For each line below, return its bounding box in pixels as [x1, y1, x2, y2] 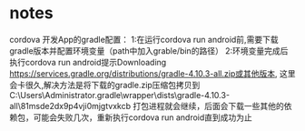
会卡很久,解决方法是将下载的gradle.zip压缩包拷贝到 [9, 79, 201, 90]
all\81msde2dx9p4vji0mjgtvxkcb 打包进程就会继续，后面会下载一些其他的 [9, 100, 284, 111]
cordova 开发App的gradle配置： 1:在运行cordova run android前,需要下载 [9, 34, 279, 45]
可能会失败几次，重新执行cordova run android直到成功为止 [33, 112, 252, 123]
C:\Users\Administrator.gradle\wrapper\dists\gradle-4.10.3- [9, 89, 230, 100]
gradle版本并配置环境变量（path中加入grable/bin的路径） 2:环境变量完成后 [9, 45, 289, 56]
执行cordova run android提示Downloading [9, 56, 167, 67]
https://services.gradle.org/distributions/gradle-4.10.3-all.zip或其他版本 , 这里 [9, 67, 296, 79]
